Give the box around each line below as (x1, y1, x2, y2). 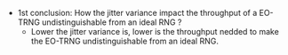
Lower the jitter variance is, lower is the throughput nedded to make (30, 27, 280, 36)
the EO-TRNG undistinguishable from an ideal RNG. (30, 35, 220, 46)
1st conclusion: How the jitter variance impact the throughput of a (17, 8, 258, 18)
